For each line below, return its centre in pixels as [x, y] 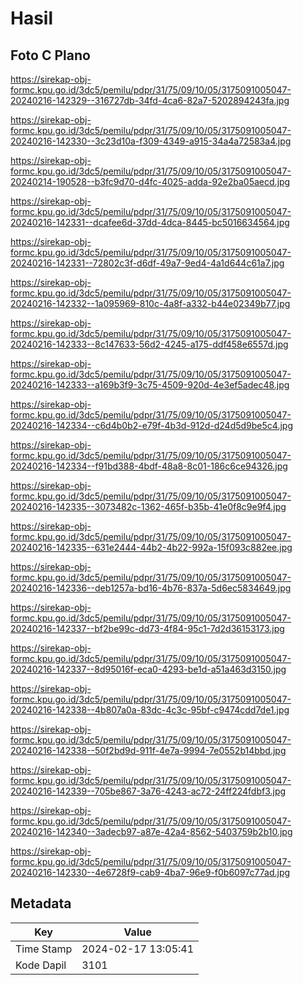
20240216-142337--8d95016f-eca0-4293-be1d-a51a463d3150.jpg [148, 669]
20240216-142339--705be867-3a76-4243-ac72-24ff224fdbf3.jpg [148, 791]
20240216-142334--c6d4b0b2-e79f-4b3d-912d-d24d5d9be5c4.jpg [151, 425]
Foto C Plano [50, 55]
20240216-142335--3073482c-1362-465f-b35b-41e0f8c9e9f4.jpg [148, 506]
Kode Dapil [41, 965]
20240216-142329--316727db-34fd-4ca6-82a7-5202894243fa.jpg [150, 100]
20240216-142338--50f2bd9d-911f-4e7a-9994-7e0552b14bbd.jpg [148, 750]
